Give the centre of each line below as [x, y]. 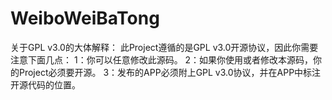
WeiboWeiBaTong [85, 18]
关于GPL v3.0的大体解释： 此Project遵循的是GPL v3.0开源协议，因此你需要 [164, 47]
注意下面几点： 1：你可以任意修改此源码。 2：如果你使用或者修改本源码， [162, 59]
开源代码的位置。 [45, 84]
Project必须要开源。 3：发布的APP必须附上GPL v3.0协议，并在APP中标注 [170, 72]
